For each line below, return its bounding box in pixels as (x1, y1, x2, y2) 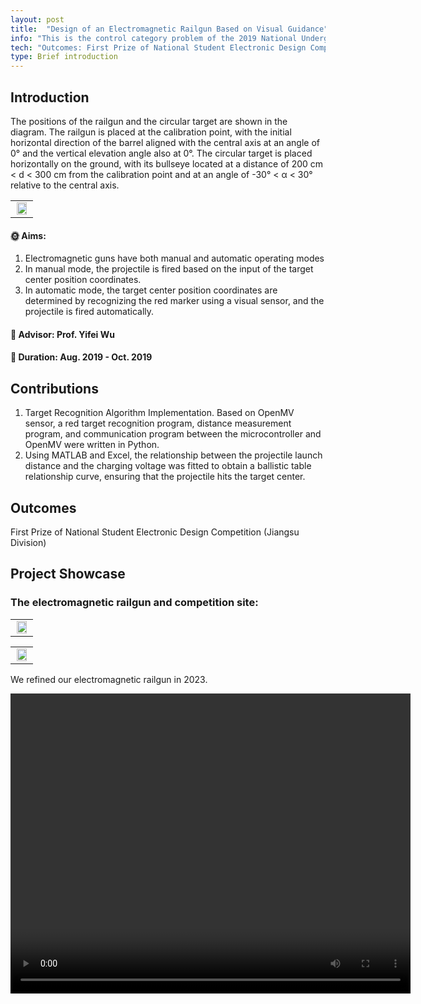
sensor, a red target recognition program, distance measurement (24, 417, 292, 430)
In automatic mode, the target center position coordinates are (24, 284, 278, 296)
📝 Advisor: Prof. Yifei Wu (10, 328, 115, 340)
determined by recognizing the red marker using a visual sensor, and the (24, 295, 325, 307)
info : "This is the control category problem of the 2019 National (10, 33, 298, 43)
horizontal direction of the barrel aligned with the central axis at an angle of (10, 136, 320, 148)
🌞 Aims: (10, 229, 47, 241)
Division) (10, 536, 47, 548)
